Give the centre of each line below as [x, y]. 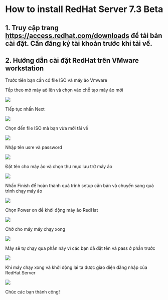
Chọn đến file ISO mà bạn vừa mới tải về [47, 128]
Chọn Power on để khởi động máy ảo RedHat [52, 210]
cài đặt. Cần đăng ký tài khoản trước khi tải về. [79, 43]
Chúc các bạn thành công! [33, 292]
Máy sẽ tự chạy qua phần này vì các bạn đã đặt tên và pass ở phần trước [80, 248]
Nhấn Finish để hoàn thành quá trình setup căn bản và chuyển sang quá [79, 186]
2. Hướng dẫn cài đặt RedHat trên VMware [72, 60]
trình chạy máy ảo [24, 191]
